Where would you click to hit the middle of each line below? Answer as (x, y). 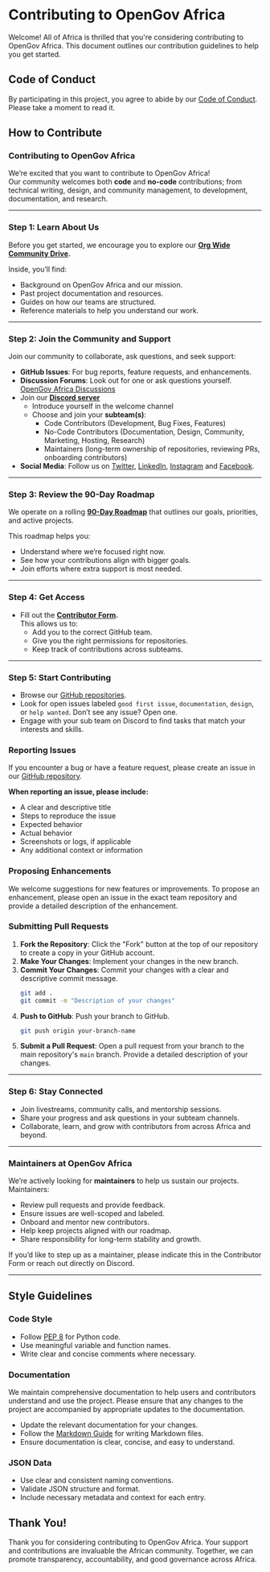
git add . (37, 993)
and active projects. (41, 520)
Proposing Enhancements (60, 871)
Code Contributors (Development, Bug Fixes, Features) (135, 424)
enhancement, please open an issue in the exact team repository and (123, 897)
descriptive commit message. (69, 978)
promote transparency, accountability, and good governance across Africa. (133, 1559)
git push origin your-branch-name (78, 1031)
